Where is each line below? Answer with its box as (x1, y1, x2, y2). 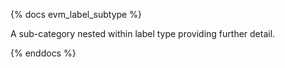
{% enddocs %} (10, 47, 77, 59)
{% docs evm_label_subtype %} (10, 9, 142, 20)
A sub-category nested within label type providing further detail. (10, 28, 276, 39)
